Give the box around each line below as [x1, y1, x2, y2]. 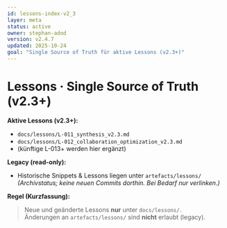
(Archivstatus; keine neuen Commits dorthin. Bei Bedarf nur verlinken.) [17, 178, 220, 187]
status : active [7, 23, 51, 30]
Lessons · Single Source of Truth [7, 79, 199, 94]
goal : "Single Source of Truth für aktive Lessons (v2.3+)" [7, 49, 185, 56]
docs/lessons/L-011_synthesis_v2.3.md [17, 131, 130, 138]
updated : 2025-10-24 [7, 42, 67, 49]
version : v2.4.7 [7, 36, 54, 43]
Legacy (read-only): [7, 157, 67, 166]
